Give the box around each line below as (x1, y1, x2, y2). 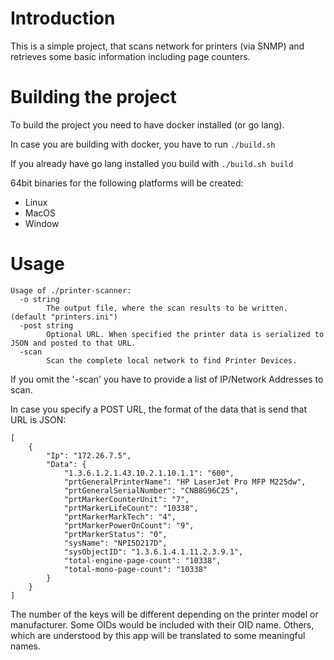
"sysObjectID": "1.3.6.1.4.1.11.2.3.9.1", (63, 547, 244, 557)
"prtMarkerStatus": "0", (63, 529, 168, 539)
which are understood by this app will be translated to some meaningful (10, 629, 306, 641)
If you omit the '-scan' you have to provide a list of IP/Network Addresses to (10, 373, 324, 385)
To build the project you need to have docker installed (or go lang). (10, 118, 285, 131)
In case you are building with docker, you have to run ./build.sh (10, 138, 276, 150)
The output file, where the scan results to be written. (46, 303, 288, 313)
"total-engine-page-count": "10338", (63, 555, 222, 566)
